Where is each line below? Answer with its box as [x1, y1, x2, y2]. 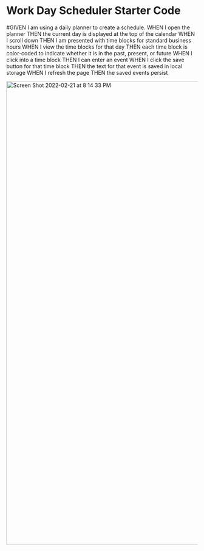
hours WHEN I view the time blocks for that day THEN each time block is [6, 43, 188, 50]
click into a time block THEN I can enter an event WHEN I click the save [6, 56, 185, 63]
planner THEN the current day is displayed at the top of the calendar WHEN [6, 30, 195, 37]
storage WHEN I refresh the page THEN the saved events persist [6, 69, 168, 76]
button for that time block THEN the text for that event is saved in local [6, 62, 183, 70]
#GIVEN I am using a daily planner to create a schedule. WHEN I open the [6, 24, 190, 31]
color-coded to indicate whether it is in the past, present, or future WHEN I [6, 49, 192, 57]
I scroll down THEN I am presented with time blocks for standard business [6, 36, 192, 44]
